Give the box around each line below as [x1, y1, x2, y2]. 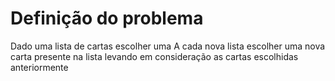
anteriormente [10, 61, 69, 73]
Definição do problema [10, 7, 204, 30]
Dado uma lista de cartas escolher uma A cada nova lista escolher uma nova [10, 40, 326, 52]
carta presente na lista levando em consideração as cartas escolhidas [10, 50, 299, 62]
